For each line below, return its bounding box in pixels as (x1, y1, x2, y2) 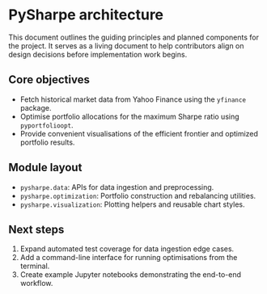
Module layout (8, 161, 83, 174)
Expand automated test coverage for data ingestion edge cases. (19, 244, 235, 254)
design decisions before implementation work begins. (8, 49, 188, 59)
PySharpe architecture (8, 6, 164, 24)
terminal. (19, 261, 50, 271)
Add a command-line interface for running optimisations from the (19, 253, 238, 262)
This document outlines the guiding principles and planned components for (8, 32, 259, 42)
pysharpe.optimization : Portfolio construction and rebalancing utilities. (19, 191, 256, 200)
